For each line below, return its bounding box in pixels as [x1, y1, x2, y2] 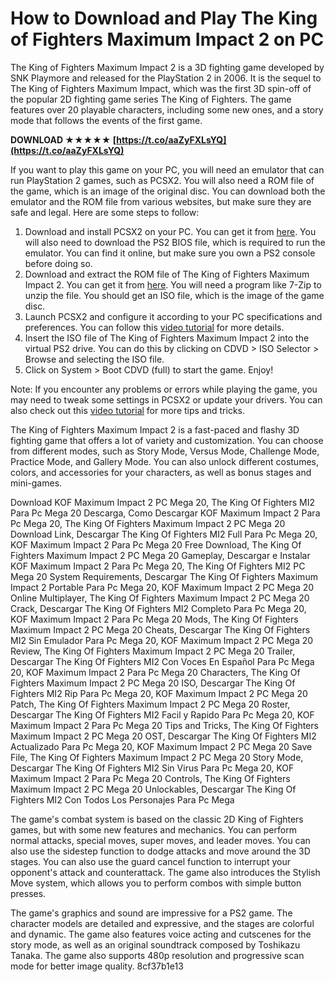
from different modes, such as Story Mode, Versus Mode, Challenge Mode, [10, 445, 320, 457]
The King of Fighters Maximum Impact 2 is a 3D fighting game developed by [10, 61, 325, 73]
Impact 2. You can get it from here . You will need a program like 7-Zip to [24, 278, 322, 291]
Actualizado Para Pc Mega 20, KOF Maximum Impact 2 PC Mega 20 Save [10, 740, 313, 752]
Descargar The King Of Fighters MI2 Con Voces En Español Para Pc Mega [10, 655, 315, 667]
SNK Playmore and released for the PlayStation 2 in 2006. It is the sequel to [10, 72, 322, 84]
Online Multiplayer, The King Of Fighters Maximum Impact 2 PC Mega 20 [10, 592, 310, 604]
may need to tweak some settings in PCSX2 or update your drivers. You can [10, 393, 323, 406]
